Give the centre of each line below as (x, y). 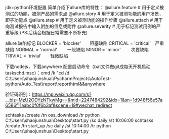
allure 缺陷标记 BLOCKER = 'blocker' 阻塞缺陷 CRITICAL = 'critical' (78, 43)
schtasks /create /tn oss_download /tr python (53, 115)
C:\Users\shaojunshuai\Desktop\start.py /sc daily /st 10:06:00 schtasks (79, 120)
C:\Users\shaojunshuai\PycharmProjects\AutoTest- (58, 79)
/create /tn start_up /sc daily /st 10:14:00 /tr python (58, 126)
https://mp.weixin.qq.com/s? (62, 94)
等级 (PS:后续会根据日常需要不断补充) (49, 32)
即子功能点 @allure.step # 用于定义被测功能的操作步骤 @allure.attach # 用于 (84, 20)
